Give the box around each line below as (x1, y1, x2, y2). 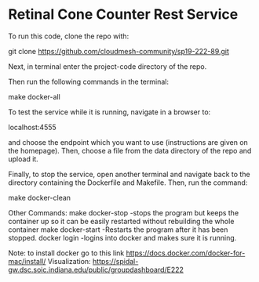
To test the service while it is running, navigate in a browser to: (8, 107, 211, 117)
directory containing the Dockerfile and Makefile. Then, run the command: (8, 178, 248, 187)
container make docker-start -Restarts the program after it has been (8, 225, 228, 234)
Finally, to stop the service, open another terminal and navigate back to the (8, 169, 250, 179)
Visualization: (47, 256, 92, 266)
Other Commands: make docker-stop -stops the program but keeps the (8, 208, 239, 217)
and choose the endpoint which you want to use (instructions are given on (8, 137, 249, 146)
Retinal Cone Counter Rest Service (8, 5, 239, 23)
